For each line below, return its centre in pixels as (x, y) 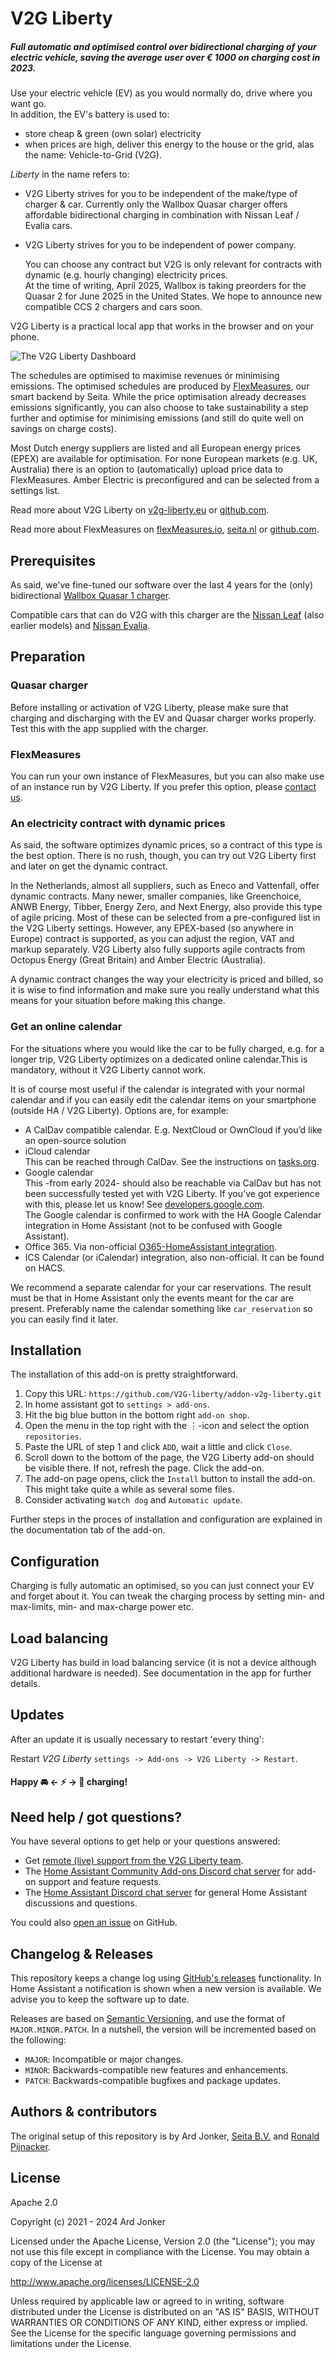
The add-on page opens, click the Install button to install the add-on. (170, 1479)
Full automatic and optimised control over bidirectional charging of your (163, 46)
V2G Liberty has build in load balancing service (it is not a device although (163, 1662)
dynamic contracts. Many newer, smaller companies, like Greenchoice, (156, 896)
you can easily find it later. (64, 1319)
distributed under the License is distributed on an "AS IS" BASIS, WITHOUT (165, 2311)
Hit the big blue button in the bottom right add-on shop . (137, 1415)
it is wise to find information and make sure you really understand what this (165, 990)
